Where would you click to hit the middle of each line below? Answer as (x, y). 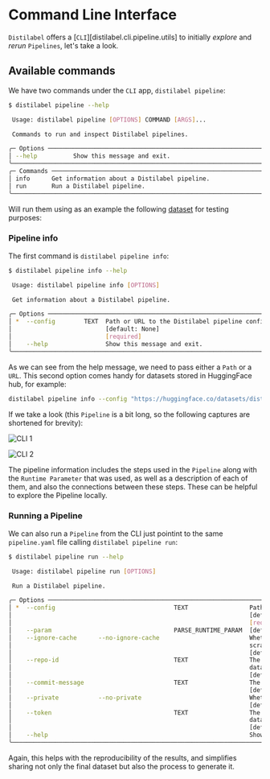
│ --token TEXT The (135, 713)
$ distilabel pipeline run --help (66, 557)
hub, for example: (37, 384)
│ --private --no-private (75, 698)
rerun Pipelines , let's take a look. (63, 45)
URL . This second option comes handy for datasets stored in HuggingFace (130, 375)
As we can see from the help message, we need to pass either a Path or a (130, 367)
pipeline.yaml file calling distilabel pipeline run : (93, 542)
